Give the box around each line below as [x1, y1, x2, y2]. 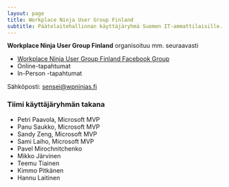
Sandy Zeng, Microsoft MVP [17, 129, 98, 138]
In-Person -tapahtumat [17, 69, 83, 77]
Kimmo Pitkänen [17, 166, 64, 175]
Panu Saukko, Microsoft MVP [17, 123, 100, 131]
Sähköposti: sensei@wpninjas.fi [7, 83, 98, 91]
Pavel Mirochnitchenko [17, 145, 83, 153]
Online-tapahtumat [17, 62, 71, 71]
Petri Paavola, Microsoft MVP [17, 115, 100, 123]
